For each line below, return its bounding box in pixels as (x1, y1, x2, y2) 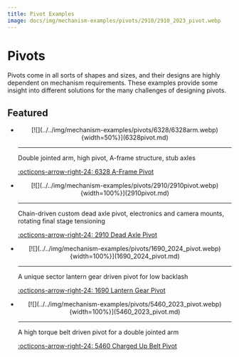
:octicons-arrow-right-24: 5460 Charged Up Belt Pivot (17, 342, 178, 351)
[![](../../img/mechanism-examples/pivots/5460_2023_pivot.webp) (28, 300, 222, 309)
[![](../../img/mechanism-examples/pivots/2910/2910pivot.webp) (31, 181, 219, 190)
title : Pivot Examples (7, 10, 75, 18)
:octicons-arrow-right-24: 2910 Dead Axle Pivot (17, 230, 158, 239)
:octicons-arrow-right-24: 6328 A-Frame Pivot (17, 168, 154, 176)
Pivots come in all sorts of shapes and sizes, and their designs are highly (7, 71, 221, 80)
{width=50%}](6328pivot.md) (80, 133, 169, 142)
